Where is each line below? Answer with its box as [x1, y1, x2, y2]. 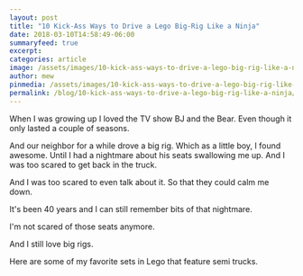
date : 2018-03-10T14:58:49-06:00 [9, 30, 135, 39]
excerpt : [9, 47, 42, 56]
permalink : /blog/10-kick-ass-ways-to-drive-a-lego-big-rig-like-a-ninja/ [9, 88, 297, 97]
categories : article [9, 55, 87, 64]
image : [9, 64, 34, 73]
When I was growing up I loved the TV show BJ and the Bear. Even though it [9, 113, 292, 124]
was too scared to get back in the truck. [9, 159, 158, 170]
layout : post [9, 13, 59, 22]
